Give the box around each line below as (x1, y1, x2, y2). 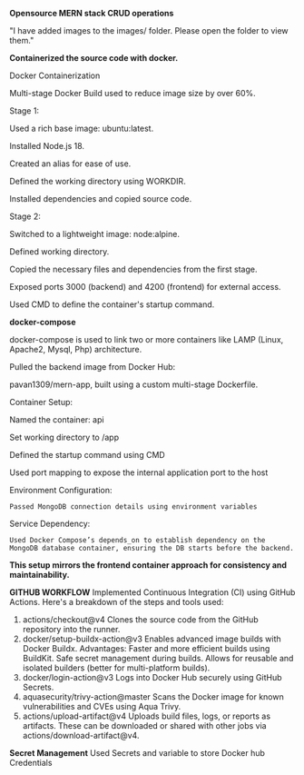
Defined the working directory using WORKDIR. (9, 176, 186, 186)
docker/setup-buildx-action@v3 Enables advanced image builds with (22, 633, 281, 644)
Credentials (9, 758, 53, 768)
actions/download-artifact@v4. (22, 730, 140, 740)
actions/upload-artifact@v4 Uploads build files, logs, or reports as (22, 710, 270, 721)
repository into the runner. (22, 624, 121, 634)
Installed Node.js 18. (9, 141, 84, 151)
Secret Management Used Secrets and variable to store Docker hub (9, 748, 266, 758)
